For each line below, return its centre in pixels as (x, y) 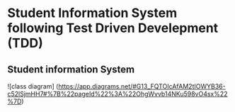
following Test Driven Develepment (113, 28)
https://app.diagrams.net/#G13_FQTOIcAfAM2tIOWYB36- (142, 86)
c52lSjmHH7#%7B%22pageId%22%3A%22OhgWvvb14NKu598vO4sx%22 (117, 94)
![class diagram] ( (33, 86)
